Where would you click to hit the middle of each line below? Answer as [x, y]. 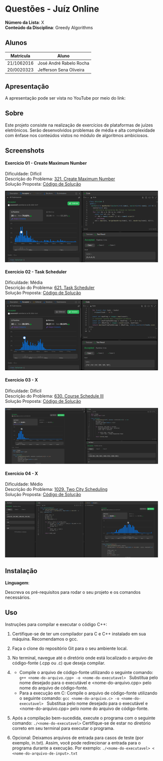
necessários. [18, 597]
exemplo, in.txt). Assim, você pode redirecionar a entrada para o [76, 743]
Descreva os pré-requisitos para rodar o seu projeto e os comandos [73, 592]
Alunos [16, 43]
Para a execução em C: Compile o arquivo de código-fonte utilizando [88, 693]
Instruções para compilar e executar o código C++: [56, 624]
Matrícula [20, 56]
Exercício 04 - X [22, 473]
